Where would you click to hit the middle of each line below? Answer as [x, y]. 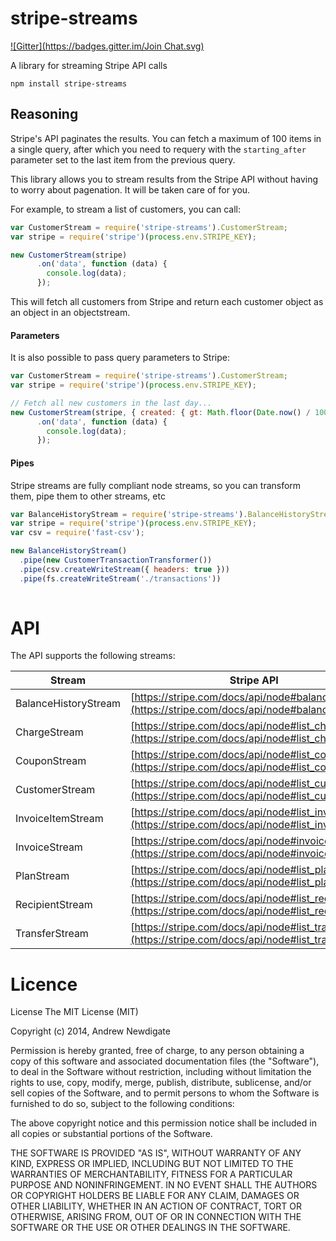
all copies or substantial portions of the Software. [111, 1134]
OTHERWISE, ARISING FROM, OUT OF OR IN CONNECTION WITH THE [156, 1217]
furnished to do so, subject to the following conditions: [122, 1104]
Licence [44, 984]
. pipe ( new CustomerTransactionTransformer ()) [116, 560]
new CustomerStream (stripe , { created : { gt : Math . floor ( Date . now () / [160, 412]
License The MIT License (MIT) [74, 1012]
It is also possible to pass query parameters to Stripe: [120, 358]
